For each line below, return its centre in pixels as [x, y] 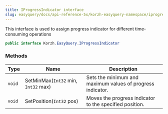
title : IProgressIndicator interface [44, 10]
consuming [17, 34]
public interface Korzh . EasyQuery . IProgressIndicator [62, 43]
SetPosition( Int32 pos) [51, 101]
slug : [11, 14]
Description [123, 69]
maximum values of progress [120, 83]
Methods [16, 56]
